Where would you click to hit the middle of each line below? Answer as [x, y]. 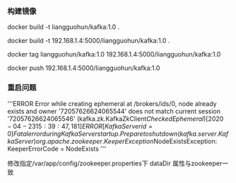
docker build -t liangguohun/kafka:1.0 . [64, 27]
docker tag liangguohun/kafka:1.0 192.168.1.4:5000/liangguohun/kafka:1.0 [114, 54]
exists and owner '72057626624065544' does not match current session [114, 111]
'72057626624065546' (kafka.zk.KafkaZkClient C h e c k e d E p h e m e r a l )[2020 [116, 119]
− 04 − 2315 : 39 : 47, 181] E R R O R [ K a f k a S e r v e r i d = [80, 126]
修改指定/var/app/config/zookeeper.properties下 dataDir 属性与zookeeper [115, 163]
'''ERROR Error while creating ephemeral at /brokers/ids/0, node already [112, 103]
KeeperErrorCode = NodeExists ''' [57, 148]
